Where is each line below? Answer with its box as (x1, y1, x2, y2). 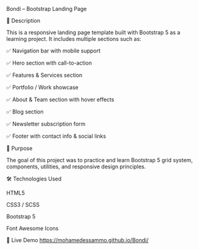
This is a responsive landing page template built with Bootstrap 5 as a (6, 29, 181, 36)
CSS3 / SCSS (6, 201, 40, 208)
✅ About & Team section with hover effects (6, 96, 114, 103)
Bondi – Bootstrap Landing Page (6, 5, 87, 12)
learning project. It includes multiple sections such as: (6, 35, 142, 42)
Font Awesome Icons (6, 225, 59, 232)
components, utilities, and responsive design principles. (6, 163, 146, 170)
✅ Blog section (6, 108, 44, 115)
